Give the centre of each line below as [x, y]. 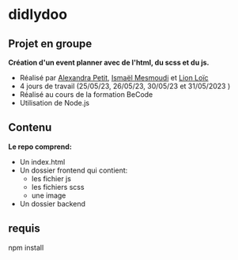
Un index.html [42, 162]
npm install [26, 247]
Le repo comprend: [40, 147]
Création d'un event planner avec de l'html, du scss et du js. [109, 62]
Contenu [30, 128]
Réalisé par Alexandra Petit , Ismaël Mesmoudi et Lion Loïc [114, 78]
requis [25, 229]
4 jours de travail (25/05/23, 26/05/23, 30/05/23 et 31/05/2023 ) [125, 86]
